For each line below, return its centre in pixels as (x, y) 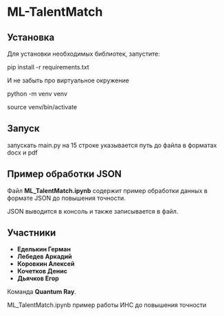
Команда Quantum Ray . (42, 292)
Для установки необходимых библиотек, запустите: (83, 54)
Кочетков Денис (42, 271)
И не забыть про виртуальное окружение (68, 80)
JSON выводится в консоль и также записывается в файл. (93, 211)
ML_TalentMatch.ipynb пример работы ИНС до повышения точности (107, 305)
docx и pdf (22, 153)
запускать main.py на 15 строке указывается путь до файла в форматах (112, 145)
